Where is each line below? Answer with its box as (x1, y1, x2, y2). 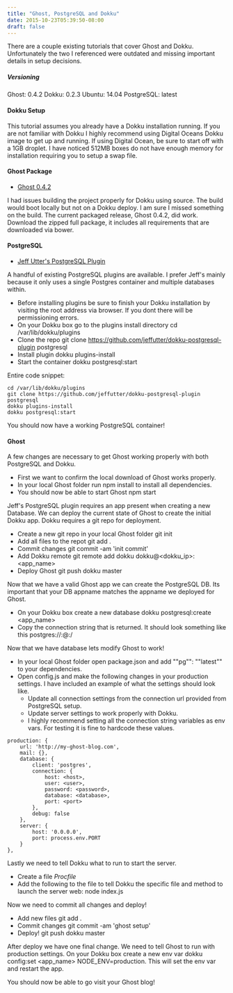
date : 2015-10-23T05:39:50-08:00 (7, 17, 104, 24)
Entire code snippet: (7, 371, 65, 379)
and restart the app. (7, 965, 64, 973)
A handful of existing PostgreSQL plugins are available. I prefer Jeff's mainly (7, 270, 226, 279)
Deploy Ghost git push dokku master (17, 567, 122, 575)
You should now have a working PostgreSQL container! (7, 421, 166, 429)
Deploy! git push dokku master (17, 929, 106, 937)
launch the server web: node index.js (17, 887, 124, 896)
